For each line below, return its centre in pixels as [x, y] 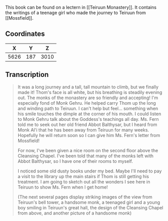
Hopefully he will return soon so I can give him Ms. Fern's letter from [89, 135]
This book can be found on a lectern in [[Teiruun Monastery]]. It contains [81, 7]
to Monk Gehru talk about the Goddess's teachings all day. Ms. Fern [88, 119]
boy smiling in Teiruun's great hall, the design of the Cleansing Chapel [90, 207]
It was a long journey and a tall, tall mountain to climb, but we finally [88, 87]
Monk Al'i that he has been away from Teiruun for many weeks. [83, 130]
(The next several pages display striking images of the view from [85, 197]
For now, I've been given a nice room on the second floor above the [88, 150]
